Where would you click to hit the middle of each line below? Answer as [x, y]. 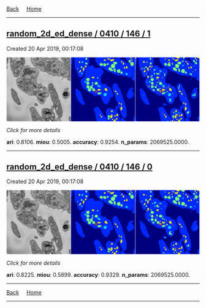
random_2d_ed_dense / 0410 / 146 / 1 [78, 34]
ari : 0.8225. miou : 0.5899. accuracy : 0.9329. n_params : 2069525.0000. [98, 275]
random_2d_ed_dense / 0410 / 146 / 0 [79, 167]
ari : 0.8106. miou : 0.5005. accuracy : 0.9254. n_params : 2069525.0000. [98, 142]
